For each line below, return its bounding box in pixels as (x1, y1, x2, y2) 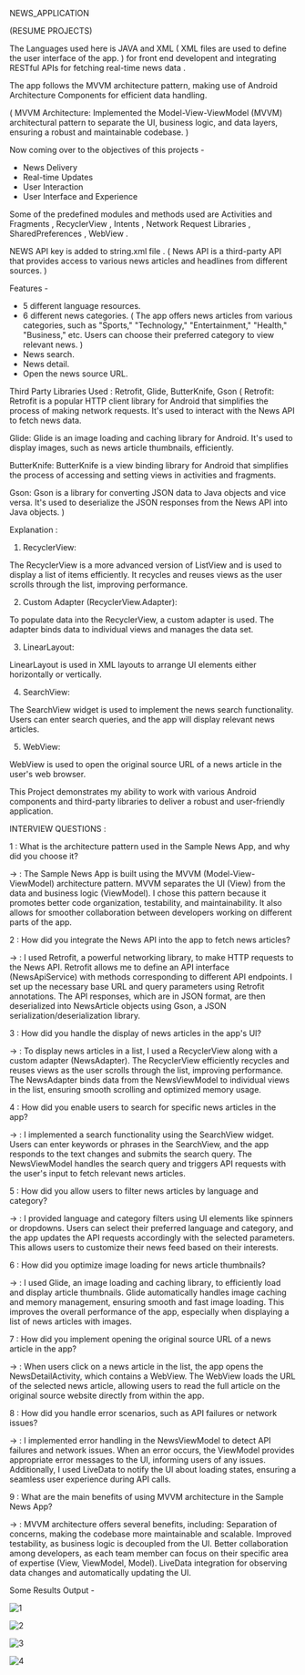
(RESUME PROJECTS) (9, 26, 93, 36)
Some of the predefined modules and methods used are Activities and (9, 209, 273, 220)
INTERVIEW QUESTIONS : (9, 824, 107, 834)
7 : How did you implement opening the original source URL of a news (9, 1334, 271, 1344)
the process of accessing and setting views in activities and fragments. (9, 469, 277, 480)
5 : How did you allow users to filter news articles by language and (9, 1186, 259, 1197)
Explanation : (9, 524, 58, 535)
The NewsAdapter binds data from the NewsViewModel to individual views (9, 1074, 290, 1085)
